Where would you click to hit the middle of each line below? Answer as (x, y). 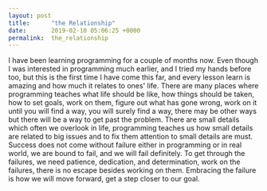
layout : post (30, 16)
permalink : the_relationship (59, 38)
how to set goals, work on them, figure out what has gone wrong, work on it (133, 103)
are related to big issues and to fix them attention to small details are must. (131, 137)
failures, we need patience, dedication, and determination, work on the (124, 162)
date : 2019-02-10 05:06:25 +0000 (75, 30)
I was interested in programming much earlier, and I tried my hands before (130, 69)
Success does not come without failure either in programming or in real (125, 145)
